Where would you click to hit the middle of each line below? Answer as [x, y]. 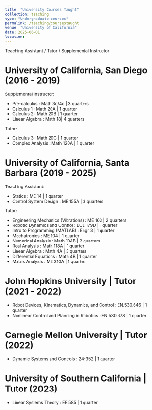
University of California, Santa [67, 163]
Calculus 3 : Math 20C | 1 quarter [45, 138]
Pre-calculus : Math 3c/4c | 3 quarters [50, 103]
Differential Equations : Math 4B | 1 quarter [54, 256]
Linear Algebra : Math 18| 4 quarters [48, 119]
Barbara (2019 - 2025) [51, 173]
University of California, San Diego [76, 70]
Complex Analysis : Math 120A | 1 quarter [53, 143]
